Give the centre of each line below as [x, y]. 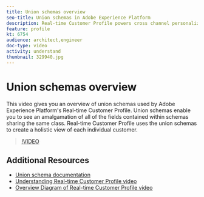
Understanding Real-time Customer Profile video [76, 181]
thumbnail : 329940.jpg [35, 57]
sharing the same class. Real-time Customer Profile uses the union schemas [102, 123]
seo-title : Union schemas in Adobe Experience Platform [78, 18]
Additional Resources [48, 160]
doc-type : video [27, 46]
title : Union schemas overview [46, 12]
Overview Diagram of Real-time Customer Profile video [84, 188]
